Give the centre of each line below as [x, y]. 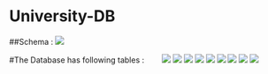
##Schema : [31, 41]
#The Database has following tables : [77, 60]
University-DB [62, 16]
